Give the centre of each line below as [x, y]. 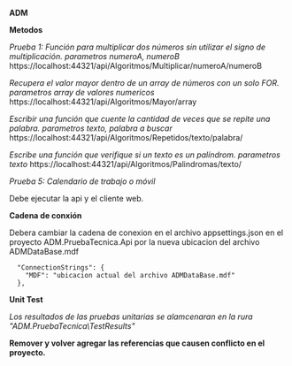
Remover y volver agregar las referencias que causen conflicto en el [137, 343]
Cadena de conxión [46, 215]
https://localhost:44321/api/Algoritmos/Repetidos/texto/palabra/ [126, 137]
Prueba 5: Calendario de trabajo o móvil [82, 181]
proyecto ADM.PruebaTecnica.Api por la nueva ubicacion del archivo [134, 242]
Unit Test [26, 299]
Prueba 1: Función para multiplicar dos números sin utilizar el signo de [138, 47]
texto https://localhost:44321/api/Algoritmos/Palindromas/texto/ [125, 164]
